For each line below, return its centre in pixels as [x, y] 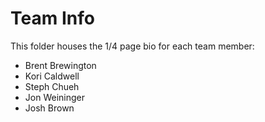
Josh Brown [49, 108]
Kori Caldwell [52, 76]
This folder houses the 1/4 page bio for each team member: [132, 46]
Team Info [52, 18]
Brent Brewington [60, 65]
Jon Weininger [54, 97]
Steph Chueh [52, 86]
